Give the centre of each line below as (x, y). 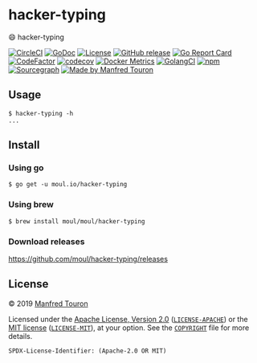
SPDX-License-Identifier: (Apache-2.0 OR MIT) (88, 351)
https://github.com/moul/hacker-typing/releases (88, 259)
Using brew (31, 205)
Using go (26, 168)
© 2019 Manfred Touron (48, 304)
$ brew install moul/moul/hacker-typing (77, 221)
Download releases (47, 241)
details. (20, 336)
